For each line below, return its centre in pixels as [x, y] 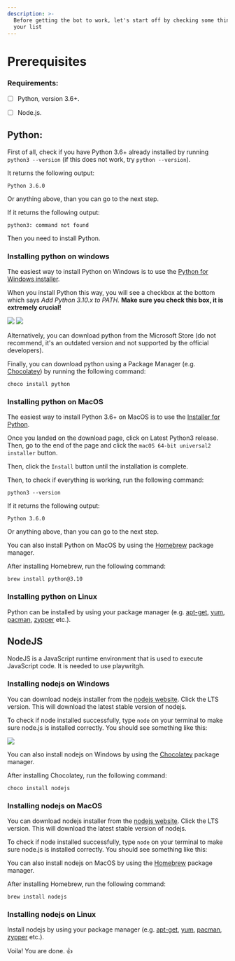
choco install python [39, 385]
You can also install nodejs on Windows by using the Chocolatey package [113, 754]
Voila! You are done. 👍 [40, 951]
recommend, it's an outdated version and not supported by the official [108, 343]
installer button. [33, 453]
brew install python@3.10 [45, 579]
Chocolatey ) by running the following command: [77, 371]
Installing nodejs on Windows [58, 684]
